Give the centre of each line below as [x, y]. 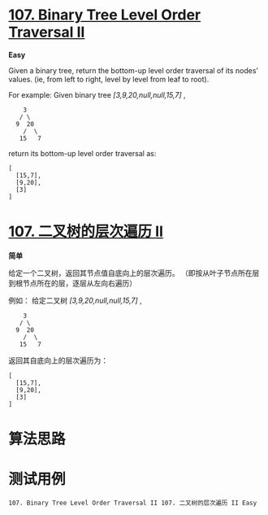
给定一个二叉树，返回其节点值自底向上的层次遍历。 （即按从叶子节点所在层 [134, 273]
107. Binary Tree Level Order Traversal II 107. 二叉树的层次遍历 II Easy [133, 503]
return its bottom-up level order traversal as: [82, 153]
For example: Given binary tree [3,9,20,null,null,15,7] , [97, 94]
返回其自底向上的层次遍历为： [58, 360]
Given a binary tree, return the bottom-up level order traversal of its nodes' [134, 70]
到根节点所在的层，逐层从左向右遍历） [72, 283]
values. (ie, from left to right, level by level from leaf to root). [109, 79]
